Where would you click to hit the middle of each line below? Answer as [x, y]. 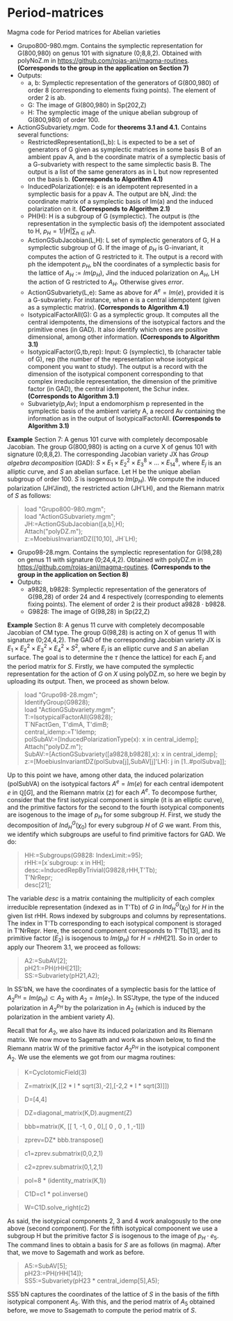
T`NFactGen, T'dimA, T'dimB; [66, 725]
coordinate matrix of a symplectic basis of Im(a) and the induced [120, 201]
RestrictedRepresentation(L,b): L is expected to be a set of [111, 142]
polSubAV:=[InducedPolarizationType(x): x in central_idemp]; [111, 739]
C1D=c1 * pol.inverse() [56, 1193]
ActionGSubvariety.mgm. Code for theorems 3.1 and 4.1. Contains [112, 127]
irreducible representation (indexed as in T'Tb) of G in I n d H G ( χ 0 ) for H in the [116, 907]
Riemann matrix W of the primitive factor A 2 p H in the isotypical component [113, 1048]
